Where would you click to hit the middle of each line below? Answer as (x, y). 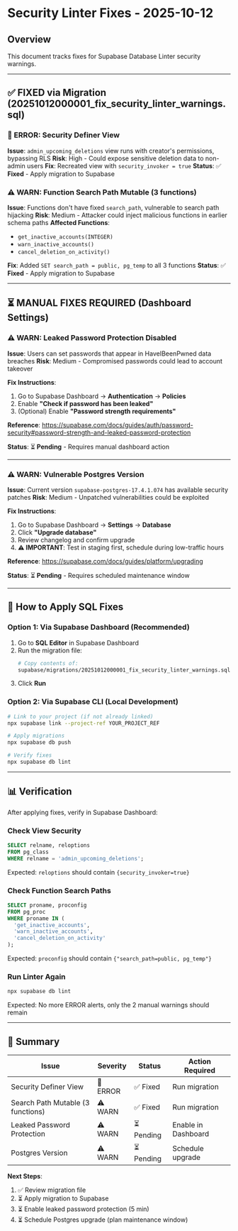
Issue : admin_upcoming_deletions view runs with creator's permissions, (111, 151)
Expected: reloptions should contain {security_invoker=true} (98, 872)
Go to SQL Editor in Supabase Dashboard (78, 642)
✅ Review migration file (52, 1190)
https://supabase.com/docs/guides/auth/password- (117, 425)
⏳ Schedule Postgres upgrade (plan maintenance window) (103, 1220)
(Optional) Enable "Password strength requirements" (97, 411)
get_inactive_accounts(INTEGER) (65, 237)
